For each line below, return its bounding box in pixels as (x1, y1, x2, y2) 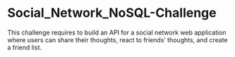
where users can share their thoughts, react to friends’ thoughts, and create (7, 35, 228, 44)
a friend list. (7, 43, 42, 51)
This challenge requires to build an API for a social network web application (7, 28, 227, 37)
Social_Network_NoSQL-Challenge (7, 5, 217, 21)
